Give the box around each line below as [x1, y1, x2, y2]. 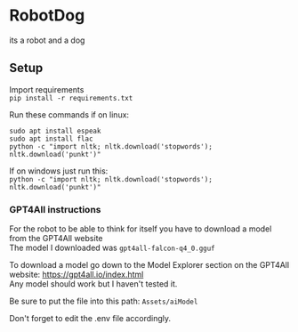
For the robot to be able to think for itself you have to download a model [9, 223, 272, 234]
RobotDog [9, 5, 85, 26]
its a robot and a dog [9, 35, 85, 45]
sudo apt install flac [9, 134, 93, 143]
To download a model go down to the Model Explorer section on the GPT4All [9, 260, 290, 271]
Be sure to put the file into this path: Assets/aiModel [9, 296, 198, 307]
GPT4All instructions [9, 203, 101, 215]
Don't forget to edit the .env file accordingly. [9, 313, 172, 324]
